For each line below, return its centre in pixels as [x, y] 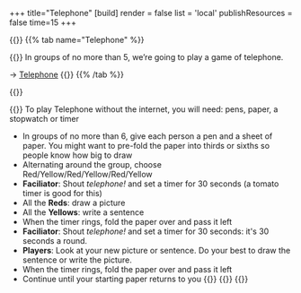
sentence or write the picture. [77, 260]
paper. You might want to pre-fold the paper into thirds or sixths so [146, 146]
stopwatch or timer [44, 119]
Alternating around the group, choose [92, 164]
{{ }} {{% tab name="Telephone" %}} [77, 40]
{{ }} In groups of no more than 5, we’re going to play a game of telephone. [146, 57]
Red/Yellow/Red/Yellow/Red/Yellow [87, 174]
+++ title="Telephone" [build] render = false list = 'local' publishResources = [151, 13]
